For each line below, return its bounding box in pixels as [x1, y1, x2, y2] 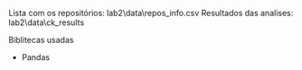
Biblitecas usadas [8, 35, 74, 45]
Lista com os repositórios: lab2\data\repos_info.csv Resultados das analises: [8, 8, 294, 18]
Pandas [21, 52, 51, 62]
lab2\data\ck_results [8, 17, 85, 28]
